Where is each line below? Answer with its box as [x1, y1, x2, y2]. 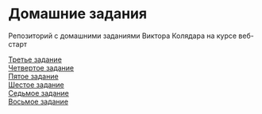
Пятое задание [8, 71, 59, 81]
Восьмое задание [8, 97, 69, 106]
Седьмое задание [8, 88, 69, 97]
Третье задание [8, 55, 62, 64]
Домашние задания [8, 5, 148, 23]
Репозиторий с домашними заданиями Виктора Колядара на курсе [8, 31, 237, 40]
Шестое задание [8, 80, 65, 89]
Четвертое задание [8, 63, 75, 72]
